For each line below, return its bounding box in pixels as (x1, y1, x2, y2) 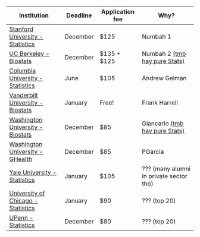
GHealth (9, 155, 33, 163)
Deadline (66, 11, 92, 20)
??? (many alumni (142, 165, 190, 173)
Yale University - (9, 169, 57, 176)
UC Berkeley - (9, 50, 50, 58)
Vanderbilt (9, 91, 39, 99)
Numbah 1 (142, 33, 171, 40)
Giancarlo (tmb (142, 119, 184, 127)
